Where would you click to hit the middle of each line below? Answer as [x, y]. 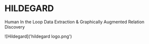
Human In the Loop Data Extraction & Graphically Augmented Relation [74, 22]
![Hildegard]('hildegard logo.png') [38, 36]
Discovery [15, 27]
